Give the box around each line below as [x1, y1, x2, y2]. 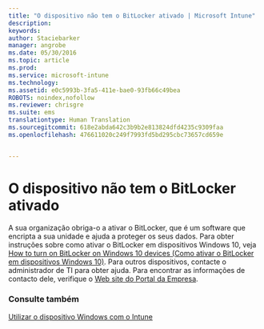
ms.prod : [8, 64, 38, 72]
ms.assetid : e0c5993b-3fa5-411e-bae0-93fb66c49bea [8, 86, 181, 94]
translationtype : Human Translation [8, 116, 130, 124]
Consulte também [8, 294, 80, 305]
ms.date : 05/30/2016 [8, 49, 78, 57]
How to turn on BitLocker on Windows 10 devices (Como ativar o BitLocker [8, 248, 254, 258]
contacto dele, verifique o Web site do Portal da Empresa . [8, 274, 198, 283]
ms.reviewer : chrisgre [8, 101, 84, 109]
